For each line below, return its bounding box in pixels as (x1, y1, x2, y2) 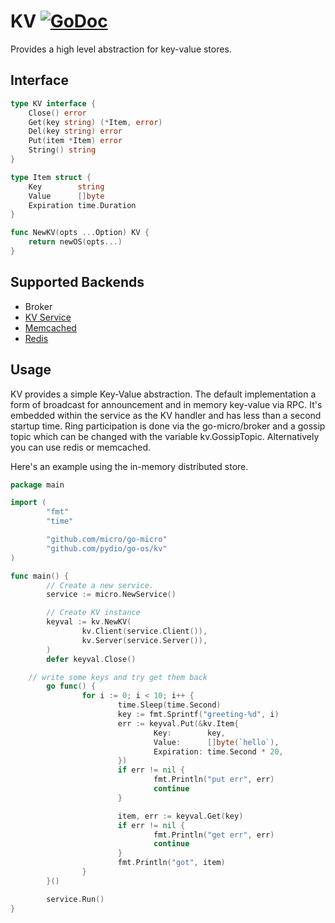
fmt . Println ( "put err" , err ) (153, 775, 275, 785)
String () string (28, 145, 97, 155)
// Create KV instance (46, 608, 141, 618)
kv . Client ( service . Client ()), (81, 626, 208, 636)
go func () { (46, 681, 97, 692)
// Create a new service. (46, 580, 155, 590)
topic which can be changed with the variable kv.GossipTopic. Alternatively (10, 430, 320, 442)
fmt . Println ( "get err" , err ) (153, 830, 275, 840)
